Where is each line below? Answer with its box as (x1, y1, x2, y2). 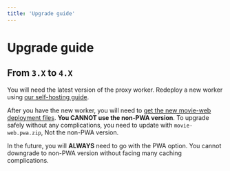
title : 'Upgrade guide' (7, 10, 76, 17)
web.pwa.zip (7, 129, 41, 137)
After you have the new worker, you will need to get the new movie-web (7, 106, 211, 114)
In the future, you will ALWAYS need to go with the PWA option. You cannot (7, 141, 222, 150)
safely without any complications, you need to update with (7, 121, 173, 129)
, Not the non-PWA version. (41, 128, 119, 137)
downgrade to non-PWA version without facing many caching (7, 149, 182, 157)
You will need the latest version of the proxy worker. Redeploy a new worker (7, 85, 223, 94)
